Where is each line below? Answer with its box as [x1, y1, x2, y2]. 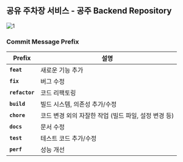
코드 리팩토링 [40, 89, 76, 97]
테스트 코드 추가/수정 [40, 134, 97, 143]
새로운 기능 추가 [40, 66, 84, 75]
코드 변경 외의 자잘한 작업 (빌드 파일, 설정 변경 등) [40, 112, 174, 120]
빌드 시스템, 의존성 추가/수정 [40, 100, 117, 109]
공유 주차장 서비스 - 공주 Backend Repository [6, 5, 172, 16]
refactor [9, 89, 35, 96]
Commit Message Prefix [6, 37, 79, 46]
